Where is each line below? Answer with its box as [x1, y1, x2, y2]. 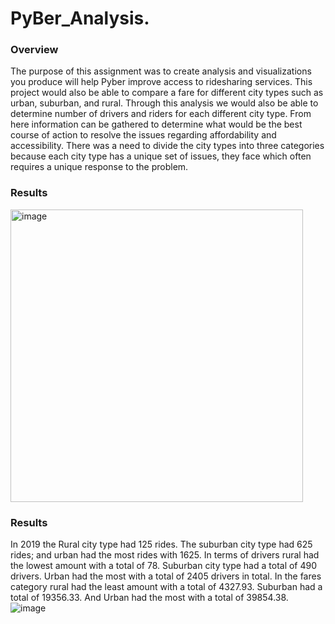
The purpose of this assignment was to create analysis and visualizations [10, 65, 312, 77]
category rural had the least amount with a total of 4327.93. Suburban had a [10, 581, 323, 593]
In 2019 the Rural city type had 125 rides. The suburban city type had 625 [10, 538, 313, 551]
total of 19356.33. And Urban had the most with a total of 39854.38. [10, 592, 289, 604]
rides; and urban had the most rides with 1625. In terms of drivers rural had [10, 549, 320, 561]
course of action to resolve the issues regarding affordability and [10, 129, 277, 141]
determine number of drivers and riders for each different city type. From [10, 108, 312, 120]
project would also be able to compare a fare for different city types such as [10, 87, 324, 99]
